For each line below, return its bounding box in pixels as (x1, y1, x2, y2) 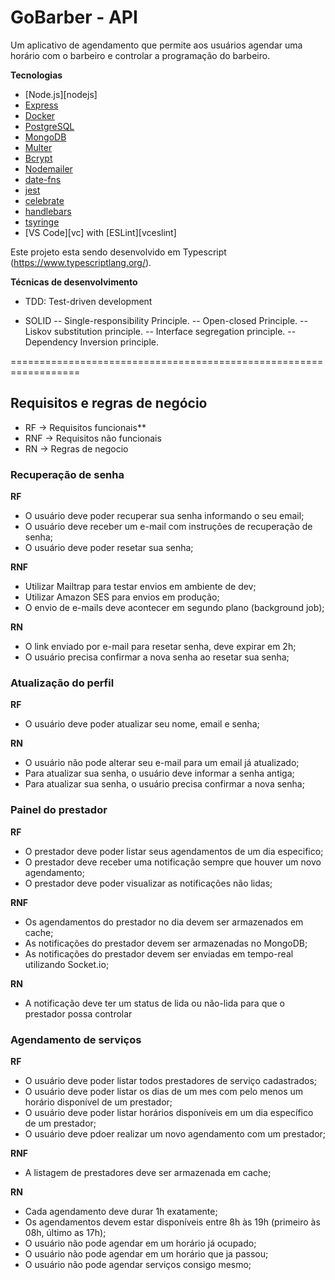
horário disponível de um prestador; (24, 1096, 173, 1108)
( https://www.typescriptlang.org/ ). (10, 256, 152, 268)
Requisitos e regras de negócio (10, 395, 208, 412)
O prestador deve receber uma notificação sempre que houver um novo (24, 856, 322, 868)
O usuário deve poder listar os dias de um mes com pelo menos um (24, 1085, 304, 1097)
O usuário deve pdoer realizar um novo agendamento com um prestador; (24, 1127, 327, 1140)
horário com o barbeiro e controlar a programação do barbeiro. (10, 49, 271, 61)
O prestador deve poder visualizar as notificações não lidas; (24, 877, 273, 889)
